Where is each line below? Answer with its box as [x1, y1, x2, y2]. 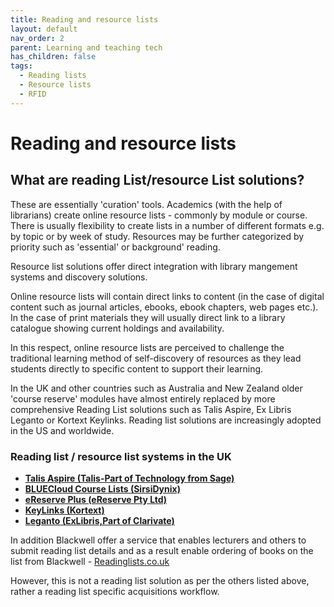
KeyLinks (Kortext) [24, 504, 105, 516]
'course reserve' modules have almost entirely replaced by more [10, 392, 276, 405]
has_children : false [10, 52, 97, 62]
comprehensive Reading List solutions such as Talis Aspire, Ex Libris [10, 403, 292, 415]
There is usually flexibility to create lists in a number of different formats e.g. [10, 219, 325, 231]
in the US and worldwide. [10, 424, 115, 436]
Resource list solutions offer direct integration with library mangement [10, 260, 298, 272]
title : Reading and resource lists [10, 14, 159, 25]
